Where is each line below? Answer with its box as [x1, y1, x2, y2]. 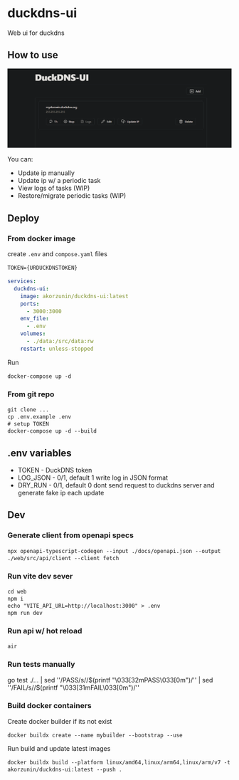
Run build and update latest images [7, 744, 111, 752]
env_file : [20, 315, 50, 322]
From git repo [7, 389, 55, 399]
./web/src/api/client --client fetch [7, 554, 119, 562]
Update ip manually [17, 169, 75, 177]
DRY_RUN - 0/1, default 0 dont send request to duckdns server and [17, 480, 215, 489]
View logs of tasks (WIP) [17, 184, 90, 193]
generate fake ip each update [17, 488, 105, 497]
